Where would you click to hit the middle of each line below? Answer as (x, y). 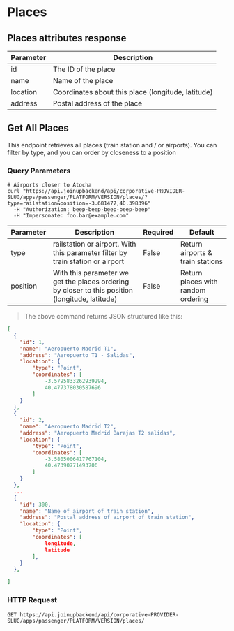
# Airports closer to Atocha (49, 185)
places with (199, 282)
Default (202, 233)
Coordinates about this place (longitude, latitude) (133, 92)
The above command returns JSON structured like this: (103, 317)
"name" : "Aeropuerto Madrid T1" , (68, 349)
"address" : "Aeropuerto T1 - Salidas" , (78, 355)
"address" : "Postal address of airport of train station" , (107, 518)
